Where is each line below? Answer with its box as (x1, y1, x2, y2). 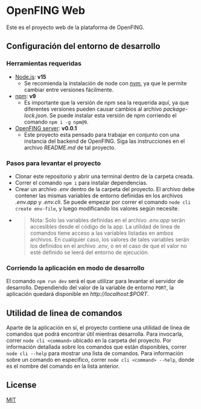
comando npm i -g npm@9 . (24, 118, 89, 125)
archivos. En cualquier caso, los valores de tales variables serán (30, 235, 190, 243)
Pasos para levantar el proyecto (6, 159, 101, 167)
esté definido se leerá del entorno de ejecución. (30, 249, 150, 256)
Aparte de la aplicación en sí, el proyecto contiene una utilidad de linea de (6, 324, 190, 332)
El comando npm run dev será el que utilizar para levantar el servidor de (6, 278, 184, 285)
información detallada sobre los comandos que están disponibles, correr (6, 343, 187, 351)
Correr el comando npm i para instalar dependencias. (14, 179, 148, 186)
